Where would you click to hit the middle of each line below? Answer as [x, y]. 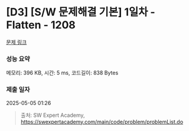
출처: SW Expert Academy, [53, 115]
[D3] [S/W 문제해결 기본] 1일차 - [81, 12]
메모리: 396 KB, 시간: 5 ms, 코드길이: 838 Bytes [62, 73]
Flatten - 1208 [41, 25]
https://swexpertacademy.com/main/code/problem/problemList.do [102, 122]
